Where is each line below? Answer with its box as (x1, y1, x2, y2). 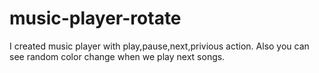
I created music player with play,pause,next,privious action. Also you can (9, 40, 310, 52)
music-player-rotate (9, 7, 182, 30)
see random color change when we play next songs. (9, 50, 226, 62)
